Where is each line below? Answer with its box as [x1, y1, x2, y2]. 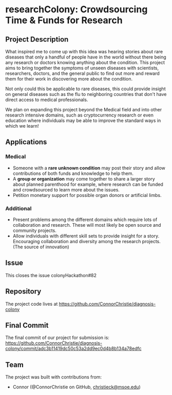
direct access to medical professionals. [5, 96, 88, 103]
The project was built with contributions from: [5, 374, 102, 380]
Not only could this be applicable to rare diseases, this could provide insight [5, 86, 166, 92]
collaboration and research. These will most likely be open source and [12, 222, 161, 228]
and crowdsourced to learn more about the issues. [12, 186, 120, 193]
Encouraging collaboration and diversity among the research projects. [12, 238, 161, 244]
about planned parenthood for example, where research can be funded [12, 181, 163, 187]
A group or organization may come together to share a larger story [12, 175, 155, 182]
